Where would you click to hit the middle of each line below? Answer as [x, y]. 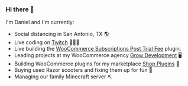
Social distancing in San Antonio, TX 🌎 [62, 34]
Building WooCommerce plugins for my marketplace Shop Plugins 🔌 [97, 64]
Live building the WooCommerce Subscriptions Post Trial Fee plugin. [98, 49]
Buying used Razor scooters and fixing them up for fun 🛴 [83, 70]
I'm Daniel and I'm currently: [40, 22]
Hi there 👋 [20, 9]
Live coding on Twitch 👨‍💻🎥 [47, 42]
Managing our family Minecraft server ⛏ [63, 77]
